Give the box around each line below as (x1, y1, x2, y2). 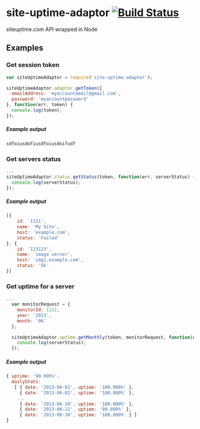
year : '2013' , (17, 312, 52, 318)
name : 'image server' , (17, 251, 73, 257)
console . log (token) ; (11, 107, 62, 113)
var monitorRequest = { (11, 301, 70, 307)
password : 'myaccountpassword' (11, 96, 89, 102)
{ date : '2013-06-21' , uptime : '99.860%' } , (19, 406, 132, 412)
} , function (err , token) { (6, 102, 73, 108)
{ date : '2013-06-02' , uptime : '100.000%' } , (19, 390, 135, 396)
